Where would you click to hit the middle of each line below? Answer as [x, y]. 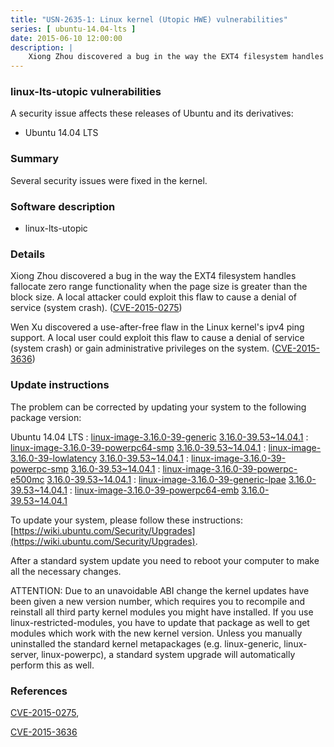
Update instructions [60, 385]
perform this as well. [52, 665]
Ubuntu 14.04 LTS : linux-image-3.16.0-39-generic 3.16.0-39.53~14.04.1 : [159, 437]
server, [25, 654]
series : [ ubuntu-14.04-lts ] [73, 29]
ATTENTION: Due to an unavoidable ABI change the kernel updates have [160, 590]
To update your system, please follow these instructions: [126, 520]
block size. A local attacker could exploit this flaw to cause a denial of [154, 297]
